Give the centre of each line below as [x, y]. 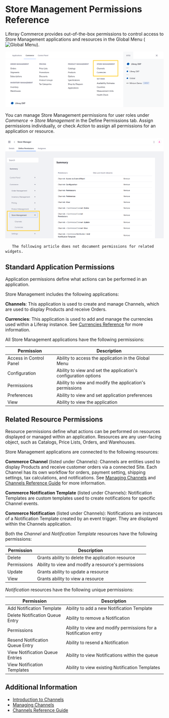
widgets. [14, 252]
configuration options [79, 376]
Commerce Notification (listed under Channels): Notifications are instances [84, 513]
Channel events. [22, 504]
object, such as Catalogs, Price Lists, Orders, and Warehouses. [70, 442]
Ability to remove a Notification [98, 618]
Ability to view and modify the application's [101, 383]
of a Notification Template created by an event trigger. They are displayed [82, 519]
